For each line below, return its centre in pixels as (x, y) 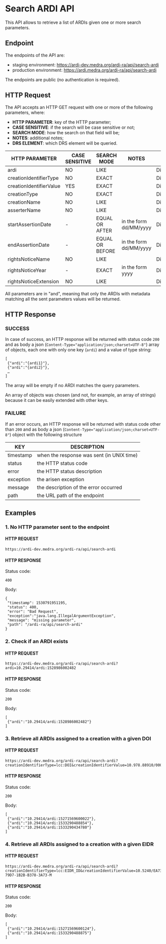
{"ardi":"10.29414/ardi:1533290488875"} (49, 933)
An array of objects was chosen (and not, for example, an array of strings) (81, 395)
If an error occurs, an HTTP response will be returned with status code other (83, 424)
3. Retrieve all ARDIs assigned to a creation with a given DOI (78, 738)
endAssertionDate (29, 245)
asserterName (24, 210)
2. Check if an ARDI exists (37, 641)
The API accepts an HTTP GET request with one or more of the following (79, 107)
